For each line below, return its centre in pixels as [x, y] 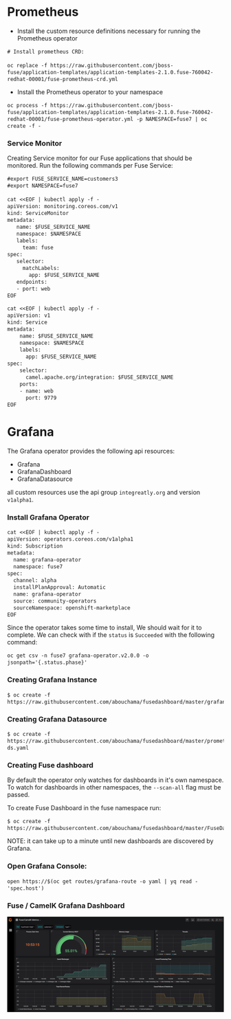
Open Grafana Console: [47, 866]
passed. [19, 795]
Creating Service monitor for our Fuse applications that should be [100, 158]
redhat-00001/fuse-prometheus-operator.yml [70, 119]
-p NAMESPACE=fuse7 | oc [172, 119]
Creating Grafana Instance [52, 680]
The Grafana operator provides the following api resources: [91, 451]
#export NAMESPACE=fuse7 [43, 186]
